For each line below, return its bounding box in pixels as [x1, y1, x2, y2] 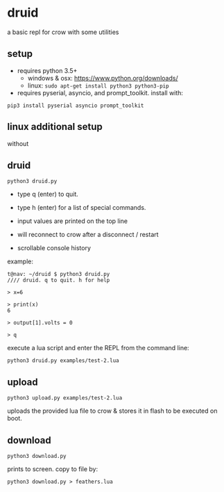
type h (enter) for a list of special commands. [17, 204, 146, 212]
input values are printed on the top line [17, 217, 128, 225]
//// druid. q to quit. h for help [7, 277, 110, 284]
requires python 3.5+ [17, 66, 78, 74]
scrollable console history [17, 244, 92, 252]
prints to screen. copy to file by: [7, 465, 98, 473]
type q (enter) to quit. [17, 190, 78, 199]
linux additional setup [7, 121, 103, 133]
